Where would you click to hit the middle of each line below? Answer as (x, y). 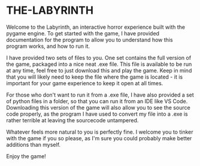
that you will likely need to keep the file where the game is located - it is (95, 77)
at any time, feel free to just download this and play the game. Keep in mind (99, 70)
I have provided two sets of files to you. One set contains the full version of (99, 58)
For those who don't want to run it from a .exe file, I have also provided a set (100, 95)
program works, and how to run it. (48, 46)
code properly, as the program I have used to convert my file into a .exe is (97, 114)
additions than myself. (34, 144)
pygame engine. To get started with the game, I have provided (83, 33)
